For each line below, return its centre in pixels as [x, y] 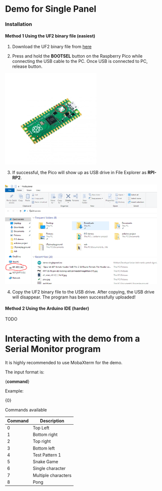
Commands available [26, 410]
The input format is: [25, 372]
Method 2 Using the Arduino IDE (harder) [47, 308]
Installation [19, 24]
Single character [49, 469]
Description [52, 421]
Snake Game [45, 462]
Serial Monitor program [53, 349]
